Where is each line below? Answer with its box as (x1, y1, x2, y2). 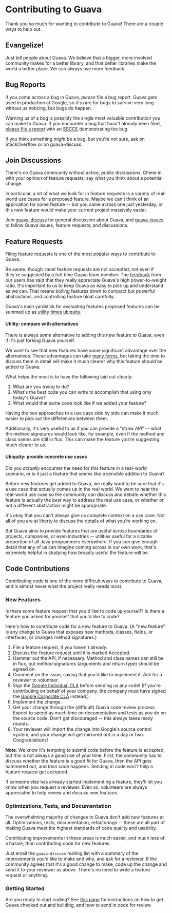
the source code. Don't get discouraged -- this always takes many (12, 715, 153, 721)
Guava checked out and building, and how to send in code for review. (5, 902, 152, 908)
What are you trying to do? (12, 384, 69, 390)
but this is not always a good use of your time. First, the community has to (5, 752, 162, 758)
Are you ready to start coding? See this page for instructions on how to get (5, 897, 163, 903)
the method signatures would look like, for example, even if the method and (5, 431, 165, 437)
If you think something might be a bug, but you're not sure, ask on (5, 136, 145, 142)
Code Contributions (5, 564, 70, 573)
